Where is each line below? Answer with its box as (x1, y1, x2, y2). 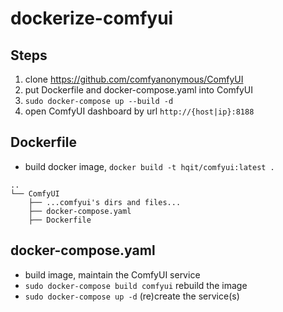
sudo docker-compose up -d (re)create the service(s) (24, 290, 240, 302)
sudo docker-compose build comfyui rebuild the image (24, 279, 248, 291)
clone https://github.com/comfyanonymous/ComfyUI (24, 73, 244, 85)
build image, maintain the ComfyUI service (24, 268, 201, 281)
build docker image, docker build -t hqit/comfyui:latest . (24, 160, 275, 172)
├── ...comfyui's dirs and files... (28, 197, 182, 207)
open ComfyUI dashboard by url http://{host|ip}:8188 (24, 105, 255, 117)
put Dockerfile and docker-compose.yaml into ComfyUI (24, 84, 254, 96)
